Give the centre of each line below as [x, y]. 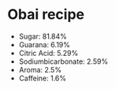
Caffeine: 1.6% [43, 78]
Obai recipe [46, 15]
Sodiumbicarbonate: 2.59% [63, 61]
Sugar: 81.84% [43, 36]
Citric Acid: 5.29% [49, 53]
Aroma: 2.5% [40, 69]
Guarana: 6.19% [44, 44]
